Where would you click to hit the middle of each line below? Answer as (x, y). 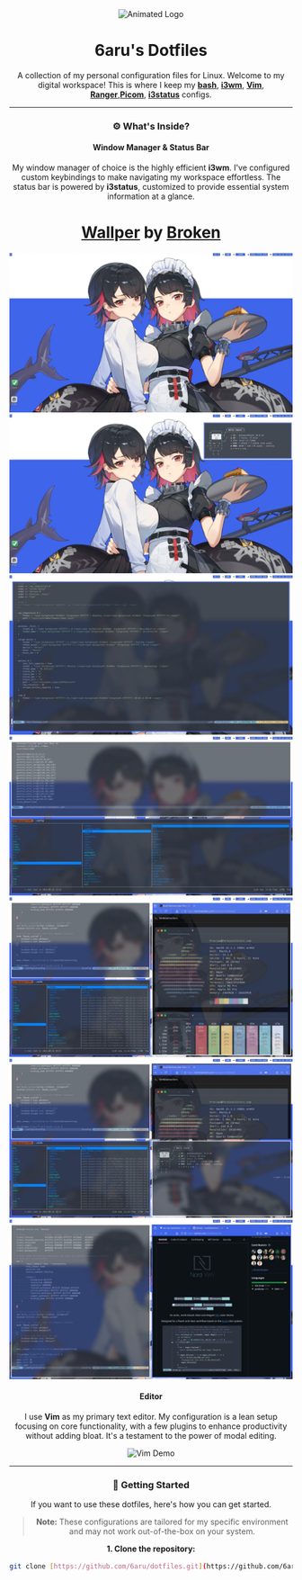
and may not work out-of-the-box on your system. (162, 1531)
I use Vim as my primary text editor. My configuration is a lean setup (151, 1416)
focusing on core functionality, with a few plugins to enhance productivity (151, 1426)
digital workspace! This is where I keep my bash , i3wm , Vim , (151, 85)
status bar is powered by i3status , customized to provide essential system (151, 187)
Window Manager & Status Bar (151, 148)
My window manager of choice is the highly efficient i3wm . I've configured (151, 168)
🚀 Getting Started (151, 1485)
